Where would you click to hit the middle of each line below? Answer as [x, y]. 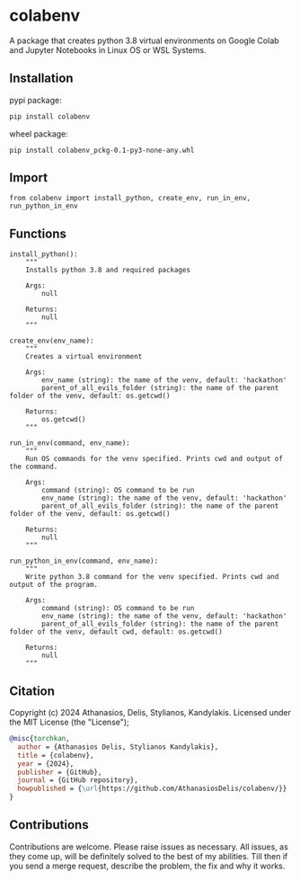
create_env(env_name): [52, 341]
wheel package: [39, 133]
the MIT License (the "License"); [70, 722]
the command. [34, 467]
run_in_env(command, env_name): [70, 443]
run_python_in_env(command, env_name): [84, 561]
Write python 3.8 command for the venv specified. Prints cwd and [152, 577]
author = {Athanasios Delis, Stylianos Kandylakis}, [118, 747]
